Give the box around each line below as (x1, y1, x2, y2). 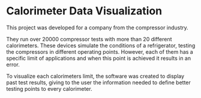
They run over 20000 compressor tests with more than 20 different (6, 35, 172, 42)
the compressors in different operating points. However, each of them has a (6, 48, 193, 55)
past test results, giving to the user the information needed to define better (6, 79, 191, 86)
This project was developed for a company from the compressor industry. (6, 24, 189, 31)
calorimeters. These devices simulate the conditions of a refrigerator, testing (6, 42, 196, 49)
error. (6, 61, 20, 68)
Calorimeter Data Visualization (6, 4, 163, 18)
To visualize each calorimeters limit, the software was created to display (6, 72, 185, 79)
